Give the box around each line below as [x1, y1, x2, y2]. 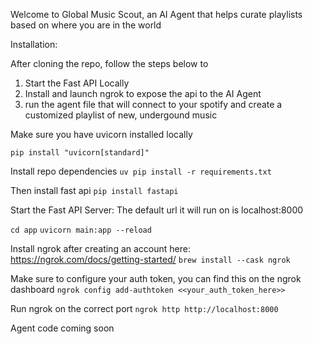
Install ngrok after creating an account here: [10, 243, 191, 254]
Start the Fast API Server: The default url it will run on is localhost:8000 [10, 204, 304, 216]
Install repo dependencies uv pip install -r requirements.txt [10, 165, 272, 177]
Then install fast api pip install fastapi [10, 185, 179, 196]
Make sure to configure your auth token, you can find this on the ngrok [10, 273, 302, 284]
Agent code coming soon [10, 322, 115, 334]
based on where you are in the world [10, 19, 162, 31]
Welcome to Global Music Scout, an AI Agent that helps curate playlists [10, 9, 303, 20]
